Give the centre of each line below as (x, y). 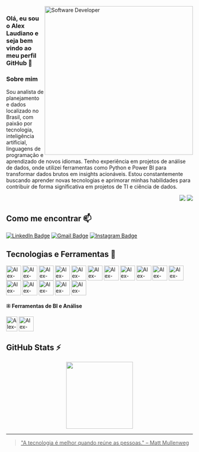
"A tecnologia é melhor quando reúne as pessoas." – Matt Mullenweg (105, 442)
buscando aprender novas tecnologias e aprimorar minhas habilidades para (98, 180)
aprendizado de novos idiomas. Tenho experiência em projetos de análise (96, 161)
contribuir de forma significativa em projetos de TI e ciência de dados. (92, 187)
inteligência (20, 136)
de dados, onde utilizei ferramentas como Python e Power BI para (86, 168)
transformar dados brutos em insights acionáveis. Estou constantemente (95, 174)
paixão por (19, 124)
